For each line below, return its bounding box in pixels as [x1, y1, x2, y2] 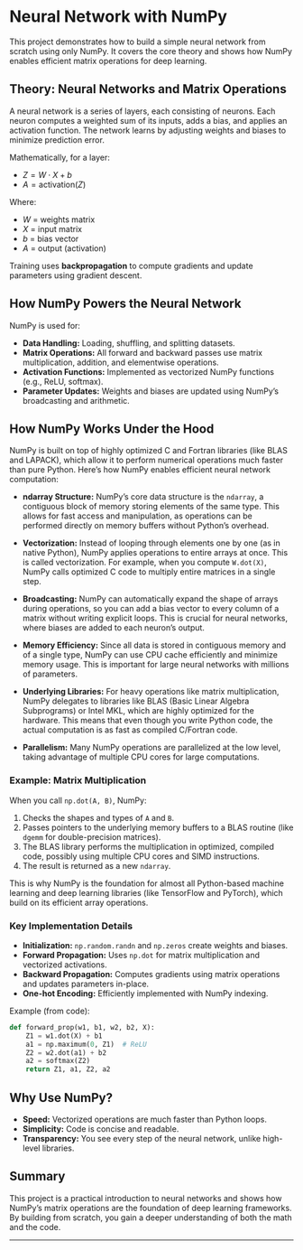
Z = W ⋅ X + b [22, 169, 72, 180]
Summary [9, 1169, 66, 1184]
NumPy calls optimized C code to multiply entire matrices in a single [22, 566, 276, 577]
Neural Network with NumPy [9, 6, 228, 27]
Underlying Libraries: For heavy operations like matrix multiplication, [22, 686, 280, 697]
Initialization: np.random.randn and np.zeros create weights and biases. [22, 939, 289, 950]
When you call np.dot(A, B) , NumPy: [9, 795, 147, 806]
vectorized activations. [22, 959, 107, 970]
